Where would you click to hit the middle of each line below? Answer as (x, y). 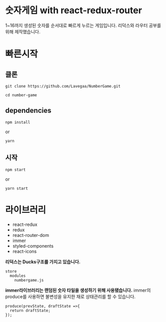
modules (18, 276)
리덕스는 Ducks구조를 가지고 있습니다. (43, 262)
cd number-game (21, 95)
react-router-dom (31, 235)
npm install (18, 122)
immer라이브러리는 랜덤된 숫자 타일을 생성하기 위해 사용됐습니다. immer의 (78, 290)
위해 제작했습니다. (23, 31)
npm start (16, 170)
